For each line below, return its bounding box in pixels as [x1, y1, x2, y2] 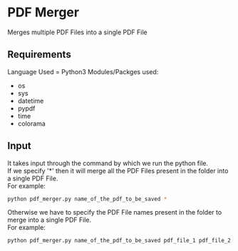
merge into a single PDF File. [7, 215, 92, 225]
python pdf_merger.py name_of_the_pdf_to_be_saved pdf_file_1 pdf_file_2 [7, 237, 232, 245]
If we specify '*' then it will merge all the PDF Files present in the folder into [7, 166, 229, 175]
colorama [17, 119, 46, 128]
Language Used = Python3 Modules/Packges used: [7, 67, 159, 76]
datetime [17, 96, 44, 105]
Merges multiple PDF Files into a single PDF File [7, 28, 148, 36]
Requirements [7, 48, 71, 61]
